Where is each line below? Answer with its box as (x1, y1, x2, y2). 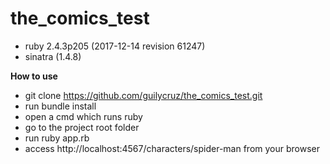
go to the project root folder (24, 121, 140, 133)
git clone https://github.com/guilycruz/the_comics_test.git (24, 89, 263, 101)
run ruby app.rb (24, 132, 90, 144)
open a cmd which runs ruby (24, 110, 143, 122)
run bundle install (24, 100, 97, 112)
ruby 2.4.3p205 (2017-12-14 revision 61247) (24, 40, 206, 52)
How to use (10, 70, 58, 82)
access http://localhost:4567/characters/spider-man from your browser (24, 142, 320, 154)
